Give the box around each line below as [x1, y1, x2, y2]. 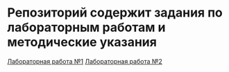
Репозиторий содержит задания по [7, 5, 223, 21]
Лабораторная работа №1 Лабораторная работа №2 [7, 57, 163, 65]
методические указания [7, 35, 158, 50]
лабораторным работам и [7, 19, 166, 35]
